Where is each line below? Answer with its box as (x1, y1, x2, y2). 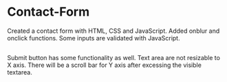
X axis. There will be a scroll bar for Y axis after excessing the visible (7, 61, 202, 69)
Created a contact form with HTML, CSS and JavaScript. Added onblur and (7, 27, 220, 35)
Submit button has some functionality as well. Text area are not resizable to (7, 54, 220, 62)
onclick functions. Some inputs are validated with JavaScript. (7, 33, 180, 42)
